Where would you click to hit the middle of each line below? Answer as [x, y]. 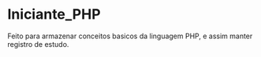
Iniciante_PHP [54, 14]
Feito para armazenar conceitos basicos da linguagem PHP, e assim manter [130, 36]
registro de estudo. [38, 44]
